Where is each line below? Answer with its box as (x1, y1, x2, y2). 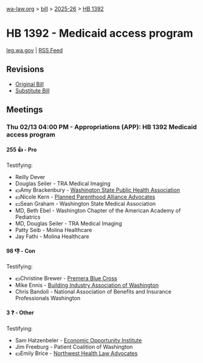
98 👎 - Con (6, 247, 35, 255)
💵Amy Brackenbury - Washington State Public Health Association (15, 186, 181, 194)
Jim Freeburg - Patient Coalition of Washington (15, 343, 133, 350)
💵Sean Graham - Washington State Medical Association (15, 200, 156, 208)
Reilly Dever (15, 174, 46, 181)
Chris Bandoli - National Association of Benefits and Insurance (15, 288, 172, 295)
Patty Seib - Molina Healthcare (15, 227, 92, 234)
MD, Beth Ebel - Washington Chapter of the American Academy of (15, 207, 181, 214)
